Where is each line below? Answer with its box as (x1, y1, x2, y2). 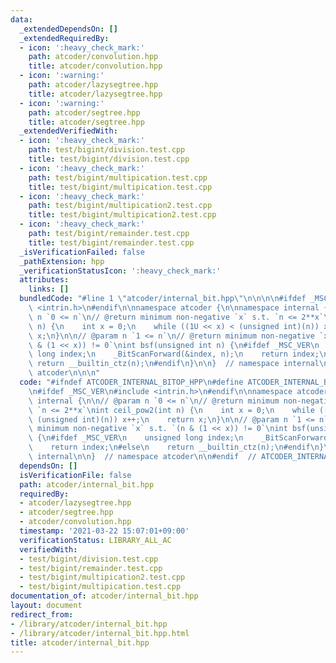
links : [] (28, 284, 70, 295)
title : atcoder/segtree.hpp (28, 117, 145, 127)
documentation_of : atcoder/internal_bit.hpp (10, 591, 199, 601)
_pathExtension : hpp (19, 256, 105, 266)
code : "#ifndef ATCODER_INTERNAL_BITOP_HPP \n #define (19, 377, 244, 387)
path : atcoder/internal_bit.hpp (19, 479, 155, 490)
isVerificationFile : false (19, 470, 132, 480)
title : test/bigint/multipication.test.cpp (28, 182, 213, 192)
